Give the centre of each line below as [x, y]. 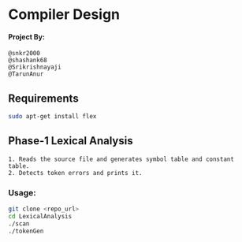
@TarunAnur [26, 74]
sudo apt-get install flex [52, 117]
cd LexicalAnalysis [40, 217]
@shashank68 [28, 61]
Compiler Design [64, 15]
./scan [19, 223]
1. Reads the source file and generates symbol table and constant [121, 159]
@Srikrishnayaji [35, 67]
